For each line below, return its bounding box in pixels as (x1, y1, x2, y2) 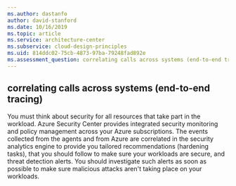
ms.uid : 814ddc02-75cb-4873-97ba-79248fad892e (7, 50, 146, 57)
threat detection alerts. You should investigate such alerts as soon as (7, 156, 207, 166)
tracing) (7, 93, 44, 106)
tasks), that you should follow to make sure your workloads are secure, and (7, 149, 225, 158)
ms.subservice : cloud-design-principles (7, 43, 128, 50)
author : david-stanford (7, 17, 77, 24)
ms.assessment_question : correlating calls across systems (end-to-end (7, 56, 221, 63)
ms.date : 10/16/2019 (7, 23, 68, 30)
